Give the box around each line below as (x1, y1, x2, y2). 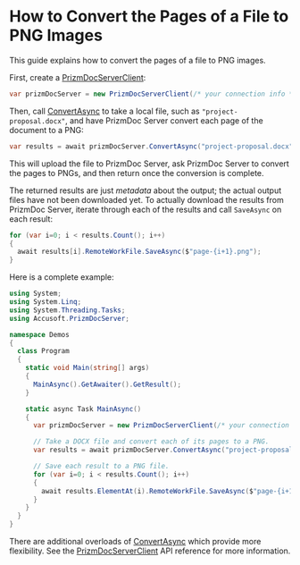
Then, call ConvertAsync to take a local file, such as (9, 105, 200, 116)
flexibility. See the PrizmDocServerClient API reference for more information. (9, 545, 291, 556)
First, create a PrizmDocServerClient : (9, 72, 146, 82)
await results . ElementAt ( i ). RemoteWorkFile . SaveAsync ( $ (41, 486, 254, 495)
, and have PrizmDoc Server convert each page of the (65, 114, 263, 126)
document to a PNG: (9, 124, 84, 135)
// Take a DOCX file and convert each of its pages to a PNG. (32, 437, 270, 446)
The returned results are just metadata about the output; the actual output (9, 185, 282, 196)
